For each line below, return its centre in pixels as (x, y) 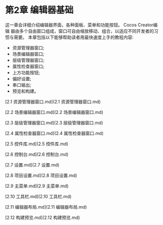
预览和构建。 (25, 91)
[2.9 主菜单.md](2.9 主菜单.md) (37, 186)
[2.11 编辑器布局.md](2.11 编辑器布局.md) (46, 207)
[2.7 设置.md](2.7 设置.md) (32, 165)
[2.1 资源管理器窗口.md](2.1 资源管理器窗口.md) (53, 102)
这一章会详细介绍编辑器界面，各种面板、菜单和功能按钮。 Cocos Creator (79, 25)
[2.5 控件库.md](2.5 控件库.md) (37, 144)
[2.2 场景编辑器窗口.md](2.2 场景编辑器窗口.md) (54, 112)
